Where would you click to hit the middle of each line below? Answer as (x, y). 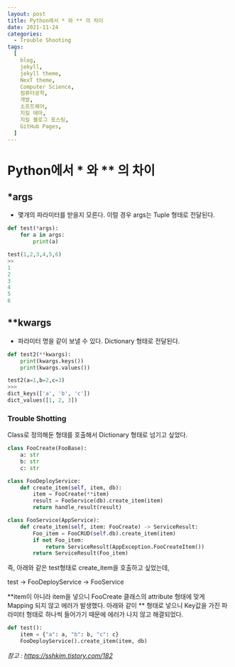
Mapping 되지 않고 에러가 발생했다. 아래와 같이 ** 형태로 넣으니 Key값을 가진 (114, 606)
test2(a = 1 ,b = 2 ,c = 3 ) (36, 380)
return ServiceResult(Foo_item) (81, 553)
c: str (30, 468)
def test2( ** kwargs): (39, 354)
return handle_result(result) (77, 508)
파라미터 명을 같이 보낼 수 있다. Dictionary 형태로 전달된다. (99, 341)
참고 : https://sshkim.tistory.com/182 (60, 656)
